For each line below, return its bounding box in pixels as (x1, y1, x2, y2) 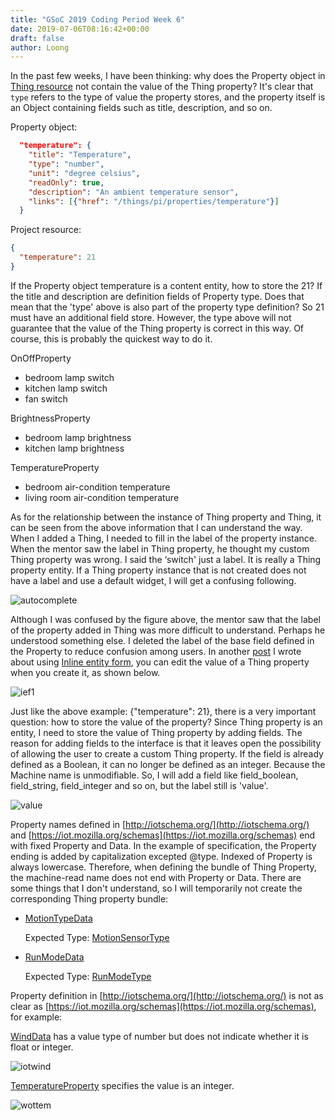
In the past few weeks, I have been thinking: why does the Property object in (10, 70, 326, 82)
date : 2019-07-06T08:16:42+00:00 (10, 24, 150, 34)
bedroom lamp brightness (24, 431, 132, 443)
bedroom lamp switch (24, 371, 115, 383)
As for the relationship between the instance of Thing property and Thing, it (10, 511, 322, 523)
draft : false (10, 33, 65, 43)
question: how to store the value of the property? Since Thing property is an (10, 716, 323, 728)
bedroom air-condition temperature (24, 481, 171, 493)
